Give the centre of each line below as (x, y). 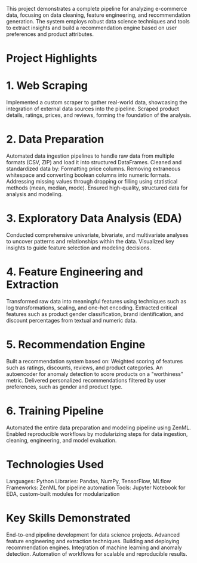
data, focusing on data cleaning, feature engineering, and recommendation (98, 15)
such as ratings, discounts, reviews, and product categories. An (84, 368)
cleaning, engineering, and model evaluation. (61, 440)
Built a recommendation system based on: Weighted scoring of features (95, 361)
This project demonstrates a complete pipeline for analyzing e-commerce (97, 9)
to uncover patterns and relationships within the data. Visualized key (90, 241)
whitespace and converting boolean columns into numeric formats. (89, 175)
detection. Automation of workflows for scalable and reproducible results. (97, 553)
